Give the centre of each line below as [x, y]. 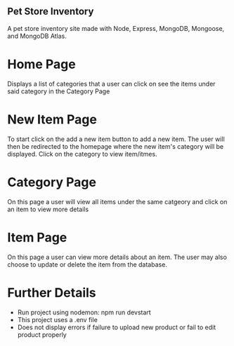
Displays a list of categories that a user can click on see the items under [111, 84]
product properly [42, 334]
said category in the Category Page [59, 91]
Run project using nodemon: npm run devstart [84, 312]
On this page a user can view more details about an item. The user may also [117, 257]
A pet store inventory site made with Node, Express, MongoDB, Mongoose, [116, 28]
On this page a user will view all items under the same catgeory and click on [117, 201]
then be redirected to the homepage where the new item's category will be [115, 146]
